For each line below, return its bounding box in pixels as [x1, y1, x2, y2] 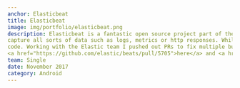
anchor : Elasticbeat [7, 10, 69, 18]
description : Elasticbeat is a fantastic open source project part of [7, 30, 222, 38]
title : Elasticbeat [7, 17, 66, 24]
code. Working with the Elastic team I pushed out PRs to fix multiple [7, 43, 225, 50]
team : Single [7, 57, 46, 64]
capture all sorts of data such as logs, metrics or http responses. [7, 37, 219, 44]
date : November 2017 [7, 63, 69, 70]
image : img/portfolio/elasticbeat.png [7, 23, 123, 31]
